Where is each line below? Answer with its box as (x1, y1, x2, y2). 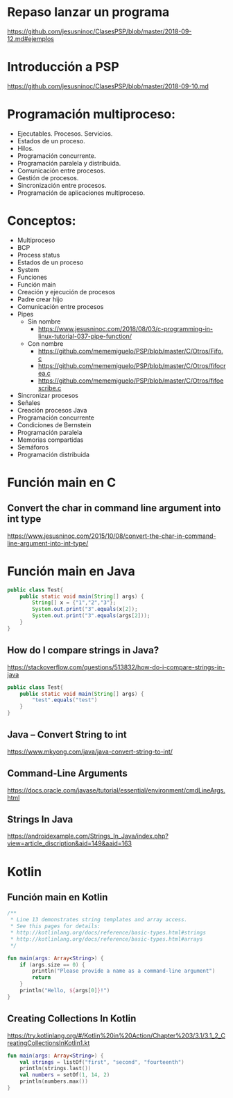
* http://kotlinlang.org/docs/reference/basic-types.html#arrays (10, 935, 203, 943)
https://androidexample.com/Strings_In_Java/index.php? (7, 832, 169, 841)
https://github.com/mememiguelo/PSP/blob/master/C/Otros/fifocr (37, 361, 226, 369)
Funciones (17, 273, 47, 281)
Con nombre (27, 339, 64, 348)
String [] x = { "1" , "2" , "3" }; (32, 599, 116, 606)
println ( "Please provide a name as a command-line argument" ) (32, 968, 216, 975)
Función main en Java (7, 563, 135, 579)
